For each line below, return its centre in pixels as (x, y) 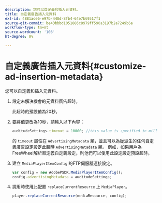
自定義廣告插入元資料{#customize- (76, 66)
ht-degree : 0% (19, 37)
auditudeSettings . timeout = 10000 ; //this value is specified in (79, 131)
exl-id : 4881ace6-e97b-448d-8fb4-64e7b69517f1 (53, 18)
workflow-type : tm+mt (27, 28)
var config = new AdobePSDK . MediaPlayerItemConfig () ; (67, 172)
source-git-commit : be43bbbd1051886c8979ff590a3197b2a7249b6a (69, 23)
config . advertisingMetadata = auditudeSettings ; (62, 177)
